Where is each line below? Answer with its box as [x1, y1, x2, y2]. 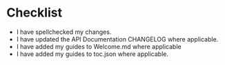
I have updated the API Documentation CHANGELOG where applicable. [16, 35, 219, 43]
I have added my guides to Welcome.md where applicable [16, 42, 182, 50]
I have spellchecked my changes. [16, 28, 112, 36]
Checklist [6, 5, 63, 21]
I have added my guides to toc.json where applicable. [16, 50, 168, 58]
